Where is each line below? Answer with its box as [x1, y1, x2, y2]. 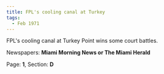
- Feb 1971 [12, 20, 40, 26]
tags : [6, 15, 20, 21]
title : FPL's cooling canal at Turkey [6, 9, 105, 15]
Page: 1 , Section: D [6, 61, 54, 68]
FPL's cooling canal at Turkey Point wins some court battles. [6, 37, 158, 45]
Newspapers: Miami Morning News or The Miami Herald [6, 49, 151, 56]
